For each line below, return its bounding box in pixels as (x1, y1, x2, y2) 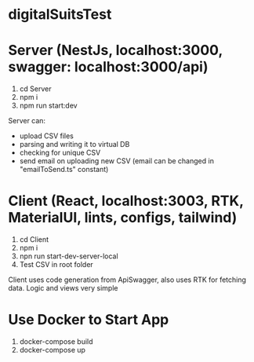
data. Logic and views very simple (8, 283, 118, 293)
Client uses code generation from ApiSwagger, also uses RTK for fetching (8, 275, 247, 284)
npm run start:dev (19, 101, 78, 111)
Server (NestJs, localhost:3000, (8, 42, 223, 60)
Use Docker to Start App (8, 311, 169, 329)
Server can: (8, 116, 45, 126)
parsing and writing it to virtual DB (19, 140, 130, 149)
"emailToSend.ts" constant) (19, 165, 109, 174)
